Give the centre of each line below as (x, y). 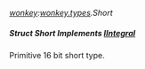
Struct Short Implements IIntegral (72, 33)
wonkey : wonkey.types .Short (61, 13)
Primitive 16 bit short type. (57, 55)
